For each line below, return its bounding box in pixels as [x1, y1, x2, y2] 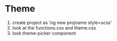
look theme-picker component [12, 30, 76, 36]
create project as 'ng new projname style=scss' [12, 19, 112, 25]
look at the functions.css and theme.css [12, 24, 96, 30]
